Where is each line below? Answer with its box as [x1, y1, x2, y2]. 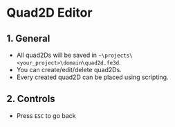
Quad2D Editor [6, 5, 93, 21]
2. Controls [6, 93, 56, 105]
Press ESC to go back [16, 111, 77, 119]
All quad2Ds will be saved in [16, 51, 98, 59]
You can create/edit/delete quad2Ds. [16, 66, 122, 74]
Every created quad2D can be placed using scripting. [16, 73, 169, 81]
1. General [6, 33, 50, 44]
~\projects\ [98, 52, 133, 59]
